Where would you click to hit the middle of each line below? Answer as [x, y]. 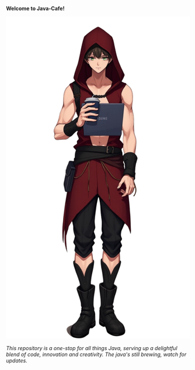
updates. [17, 361]
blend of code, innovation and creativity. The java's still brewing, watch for [96, 355]
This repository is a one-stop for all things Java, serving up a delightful [92, 348]
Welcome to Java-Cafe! [35, 8]
